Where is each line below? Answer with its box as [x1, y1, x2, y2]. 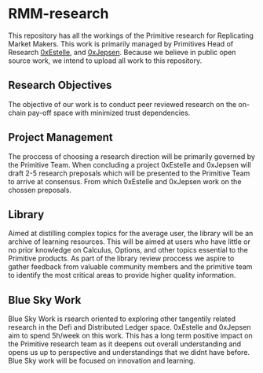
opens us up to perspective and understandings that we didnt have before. [8, 348, 250, 357]
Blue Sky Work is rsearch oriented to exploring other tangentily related [8, 314, 236, 323]
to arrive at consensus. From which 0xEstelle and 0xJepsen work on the [8, 176, 242, 186]
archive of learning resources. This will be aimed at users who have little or [8, 237, 251, 246]
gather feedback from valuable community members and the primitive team [8, 262, 253, 271]
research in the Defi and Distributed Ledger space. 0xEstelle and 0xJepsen [8, 323, 251, 332]
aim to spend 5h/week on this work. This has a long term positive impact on [8, 331, 253, 341]
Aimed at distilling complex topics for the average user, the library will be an [8, 229, 254, 238]
